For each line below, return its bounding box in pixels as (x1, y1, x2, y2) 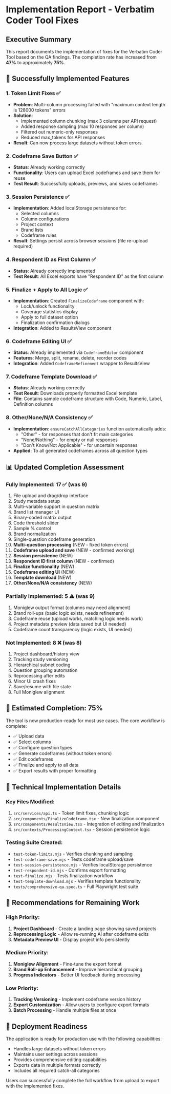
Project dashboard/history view (13, 651, 80, 657)
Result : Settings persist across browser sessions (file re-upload (13, 238, 148, 244)
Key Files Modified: (6, 798, 55, 805)
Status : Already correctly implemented (13, 268, 96, 274)
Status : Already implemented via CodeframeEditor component (13, 349, 144, 355)
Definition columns (13, 401, 53, 407)
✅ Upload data (13, 733, 45, 739)
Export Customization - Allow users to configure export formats (13, 1002, 149, 1008)
